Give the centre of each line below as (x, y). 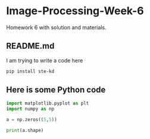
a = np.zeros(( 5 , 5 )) (32, 120)
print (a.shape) (25, 131)
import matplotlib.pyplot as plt (48, 103)
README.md (30, 46)
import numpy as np (30, 109)
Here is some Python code (56, 90)
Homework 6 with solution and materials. (56, 27)
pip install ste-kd (30, 71)
